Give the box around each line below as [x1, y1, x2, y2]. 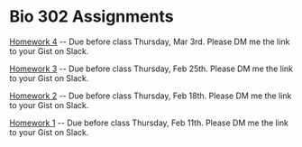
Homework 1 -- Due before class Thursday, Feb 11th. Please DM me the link [9, 117, 288, 128]
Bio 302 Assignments [9, 6, 174, 27]
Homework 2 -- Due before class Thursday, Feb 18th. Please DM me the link [9, 90, 292, 101]
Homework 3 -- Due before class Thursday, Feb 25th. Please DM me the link [9, 63, 294, 74]
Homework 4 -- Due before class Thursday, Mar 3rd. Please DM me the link [9, 36, 290, 47]
